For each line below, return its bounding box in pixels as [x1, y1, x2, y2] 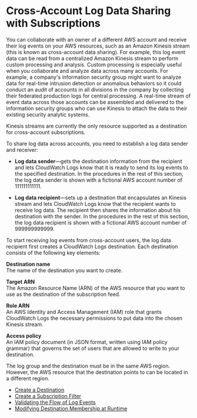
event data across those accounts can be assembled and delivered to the [6, 98, 184, 105]
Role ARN [6, 302, 30, 309]
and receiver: [6, 146, 38, 153]
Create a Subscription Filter [14, 392, 81, 399]
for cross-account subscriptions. [6, 128, 86, 136]
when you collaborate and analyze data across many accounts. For [6, 67, 169, 74]
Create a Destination [14, 386, 65, 393]
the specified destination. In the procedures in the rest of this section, [14, 170, 183, 177]
